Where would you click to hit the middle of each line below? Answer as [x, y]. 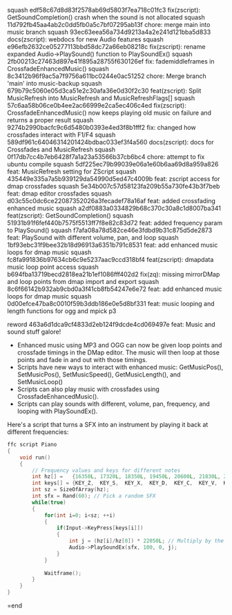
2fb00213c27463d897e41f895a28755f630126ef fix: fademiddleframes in [111, 61]
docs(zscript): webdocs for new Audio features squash [86, 39]
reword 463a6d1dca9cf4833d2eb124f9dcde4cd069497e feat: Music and [111, 324]
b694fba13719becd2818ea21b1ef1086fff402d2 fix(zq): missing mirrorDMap [114, 274]
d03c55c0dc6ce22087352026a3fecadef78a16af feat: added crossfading [112, 201]
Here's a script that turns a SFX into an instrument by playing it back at [108, 425]
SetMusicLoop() [40, 382]
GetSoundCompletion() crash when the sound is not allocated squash [106, 17]
